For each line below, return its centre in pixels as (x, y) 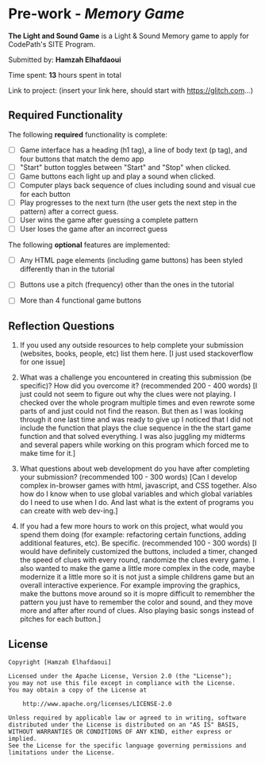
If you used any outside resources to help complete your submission (131, 345)
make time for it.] (48, 453)
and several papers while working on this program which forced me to (134, 445)
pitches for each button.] (60, 619)
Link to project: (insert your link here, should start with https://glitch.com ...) (131, 90)
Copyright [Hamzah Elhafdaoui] (60, 662)
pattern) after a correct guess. (69, 212)
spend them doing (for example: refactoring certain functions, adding (133, 535)
